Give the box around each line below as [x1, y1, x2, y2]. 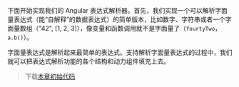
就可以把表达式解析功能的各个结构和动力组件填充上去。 [7, 57, 170, 66]
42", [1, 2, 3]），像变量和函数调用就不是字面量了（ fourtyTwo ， [41, 24, 222, 32]
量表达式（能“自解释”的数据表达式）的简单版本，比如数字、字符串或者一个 [7, 15, 226, 24]
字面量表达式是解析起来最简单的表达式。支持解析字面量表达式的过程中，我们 [7, 48, 233, 56]
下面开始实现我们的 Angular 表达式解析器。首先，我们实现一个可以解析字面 [7, 6, 228, 14]
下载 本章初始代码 [24, 72, 76, 81]
